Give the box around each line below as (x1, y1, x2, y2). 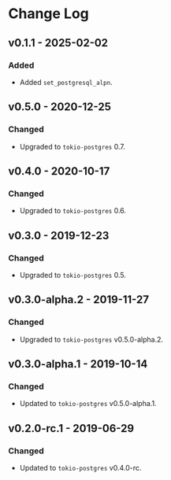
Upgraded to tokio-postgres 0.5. (19, 270, 126, 279)
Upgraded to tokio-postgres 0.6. (19, 206, 127, 216)
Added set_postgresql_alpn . (19, 77, 113, 87)
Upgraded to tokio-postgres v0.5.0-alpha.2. (19, 334, 164, 344)
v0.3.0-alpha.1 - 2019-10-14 (8, 357, 148, 371)
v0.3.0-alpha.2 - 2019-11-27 (8, 293, 150, 307)
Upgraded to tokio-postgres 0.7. (19, 142, 126, 151)
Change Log (8, 5, 89, 23)
